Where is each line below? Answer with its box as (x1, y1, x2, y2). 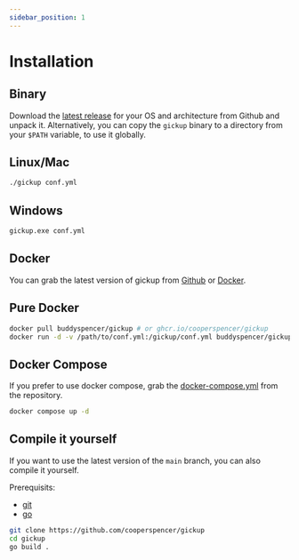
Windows (9, 203, 63, 218)
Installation (9, 51, 94, 71)
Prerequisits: (9, 482, 56, 492)
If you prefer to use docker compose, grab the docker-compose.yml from (9, 380, 279, 391)
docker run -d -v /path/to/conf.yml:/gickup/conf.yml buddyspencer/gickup (9, 332, 293, 341)
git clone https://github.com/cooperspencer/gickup (9, 525, 205, 534)
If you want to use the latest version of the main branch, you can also (9, 455, 261, 466)
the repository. (9, 390, 63, 401)
